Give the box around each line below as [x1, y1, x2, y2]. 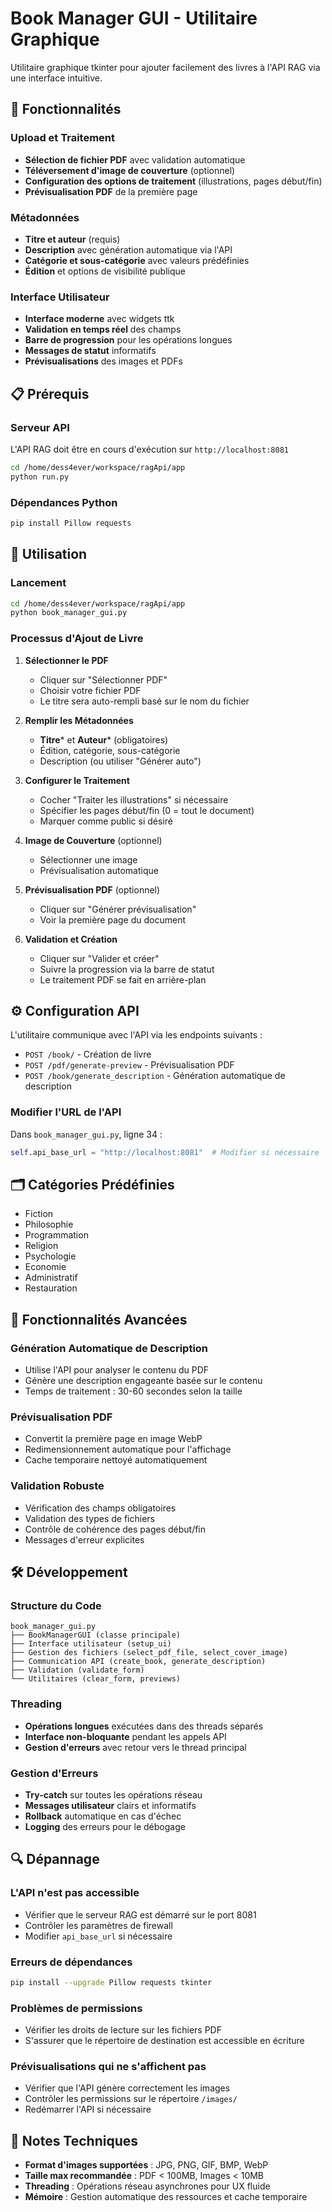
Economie [24, 1261, 67, 1273]
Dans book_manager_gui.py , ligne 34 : [10, 1128, 163, 1140]
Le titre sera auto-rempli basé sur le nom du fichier [39, 695, 250, 707]
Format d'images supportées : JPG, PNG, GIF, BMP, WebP [24, 2159, 269, 2171]
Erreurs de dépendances [10, 1955, 133, 1969]
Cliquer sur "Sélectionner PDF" [39, 673, 168, 686]
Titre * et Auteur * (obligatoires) [39, 733, 169, 746]
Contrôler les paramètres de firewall [24, 1919, 173, 1931]
